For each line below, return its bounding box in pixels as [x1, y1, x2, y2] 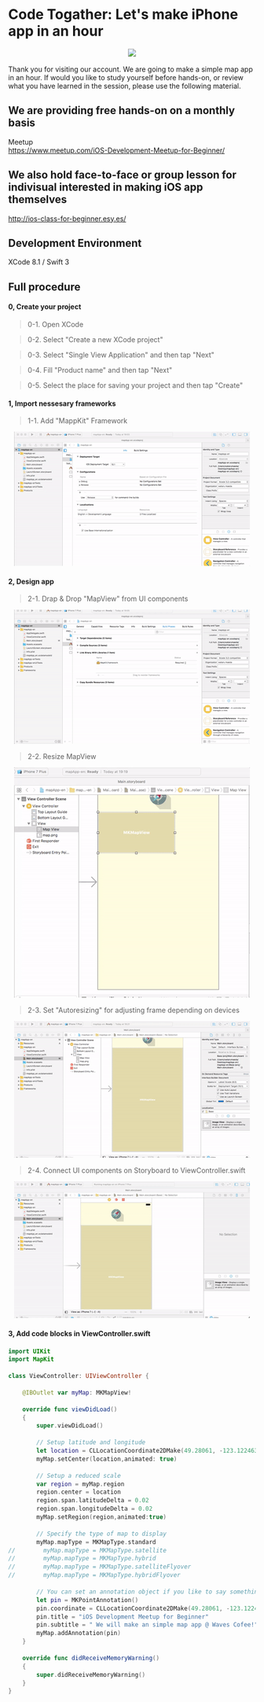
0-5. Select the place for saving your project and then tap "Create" [27, 380, 244, 390]
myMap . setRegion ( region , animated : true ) [36, 1513, 167, 1521]
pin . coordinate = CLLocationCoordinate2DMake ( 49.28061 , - [36, 1604, 230, 1612]
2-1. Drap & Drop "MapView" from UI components [27, 594, 189, 603]
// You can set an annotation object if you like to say [36, 1587, 226, 1596]
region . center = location [36, 1488, 122, 1496]
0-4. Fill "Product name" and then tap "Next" [27, 365, 173, 374]
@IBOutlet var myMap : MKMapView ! [22, 1388, 132, 1397]
